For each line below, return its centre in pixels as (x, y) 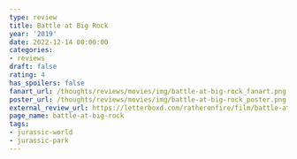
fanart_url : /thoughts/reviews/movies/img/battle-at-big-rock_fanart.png (148, 91)
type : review (33, 17)
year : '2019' (33, 34)
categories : (31, 50)
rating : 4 (27, 75)
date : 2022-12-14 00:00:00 (59, 42)
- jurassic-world (41, 132)
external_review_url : (49, 108)
